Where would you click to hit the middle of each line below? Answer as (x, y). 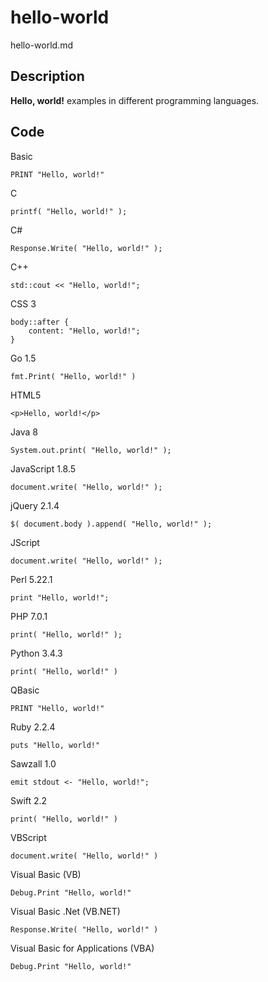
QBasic (25, 690)
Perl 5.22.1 (31, 579)
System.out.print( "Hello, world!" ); (91, 450)
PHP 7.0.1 (29, 616)
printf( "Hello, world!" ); (69, 211)
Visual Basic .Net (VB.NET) (65, 911)
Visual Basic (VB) (46, 874)
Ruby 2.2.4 (33, 727)
